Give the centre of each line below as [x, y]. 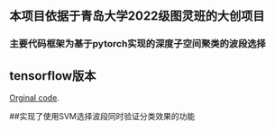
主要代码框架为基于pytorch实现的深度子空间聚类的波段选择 [137, 44]
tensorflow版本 [53, 76]
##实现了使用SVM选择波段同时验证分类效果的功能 [102, 117]
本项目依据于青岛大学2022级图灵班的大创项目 [137, 16]
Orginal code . [35, 98]
